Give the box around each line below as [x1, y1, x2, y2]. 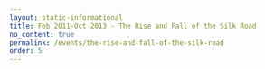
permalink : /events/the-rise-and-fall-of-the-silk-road [9, 38, 224, 47]
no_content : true [9, 30, 75, 39]
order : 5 [9, 47, 43, 56]
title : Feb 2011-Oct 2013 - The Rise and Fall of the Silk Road [9, 22, 257, 30]
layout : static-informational [9, 13, 124, 22]
